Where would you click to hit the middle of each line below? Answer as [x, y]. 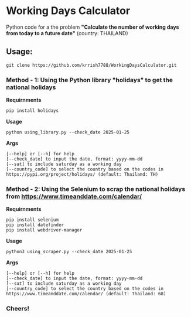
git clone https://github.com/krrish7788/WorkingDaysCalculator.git [91, 65]
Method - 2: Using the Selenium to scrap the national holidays [96, 189]
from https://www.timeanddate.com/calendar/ [74, 196]
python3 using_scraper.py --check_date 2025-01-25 [69, 252]
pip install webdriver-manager [44, 230]
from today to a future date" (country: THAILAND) [67, 33]
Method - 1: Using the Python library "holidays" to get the [90, 80]
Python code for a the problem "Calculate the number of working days [93, 27]
